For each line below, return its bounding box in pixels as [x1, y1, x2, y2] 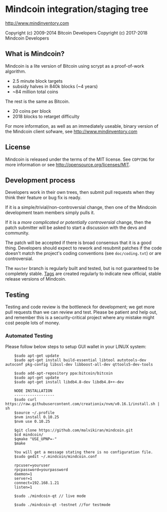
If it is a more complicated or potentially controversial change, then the [5, 219, 151, 225]
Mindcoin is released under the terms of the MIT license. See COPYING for [5, 156, 155, 162]
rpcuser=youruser [14, 463, 50, 468]
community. [5, 230, 29, 236]
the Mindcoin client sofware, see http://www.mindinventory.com [5, 128, 137, 134]
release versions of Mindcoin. [5, 276, 66, 282]
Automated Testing [5, 332, 53, 339]
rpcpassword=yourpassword [14, 467, 68, 472]
